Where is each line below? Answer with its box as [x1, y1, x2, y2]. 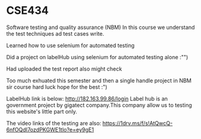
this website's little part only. [6, 108, 77, 115]
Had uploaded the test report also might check [6, 65, 123, 73]
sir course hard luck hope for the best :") [6, 83, 107, 91]
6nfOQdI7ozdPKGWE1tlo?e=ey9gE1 [6, 126, 94, 133]
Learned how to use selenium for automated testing [6, 42, 135, 49]
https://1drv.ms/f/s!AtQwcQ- [102, 119, 173, 127]
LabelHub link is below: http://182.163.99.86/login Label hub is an [6, 95, 168, 102]
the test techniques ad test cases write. [6, 30, 104, 37]
